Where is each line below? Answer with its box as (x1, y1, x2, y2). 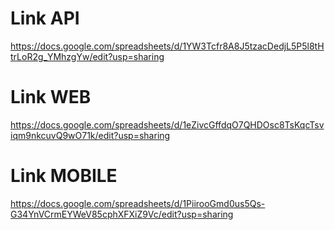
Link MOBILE (10, 165, 118, 187)
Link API (10, 7, 80, 30)
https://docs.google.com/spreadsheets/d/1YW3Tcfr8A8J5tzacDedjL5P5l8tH (10, 40, 325, 52)
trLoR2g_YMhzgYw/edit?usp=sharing (10, 50, 165, 62)
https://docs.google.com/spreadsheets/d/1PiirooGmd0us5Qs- (10, 197, 266, 209)
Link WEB (10, 86, 92, 109)
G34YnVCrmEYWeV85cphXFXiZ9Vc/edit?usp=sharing (10, 208, 234, 220)
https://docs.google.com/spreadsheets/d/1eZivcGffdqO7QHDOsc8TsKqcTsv (10, 118, 325, 131)
